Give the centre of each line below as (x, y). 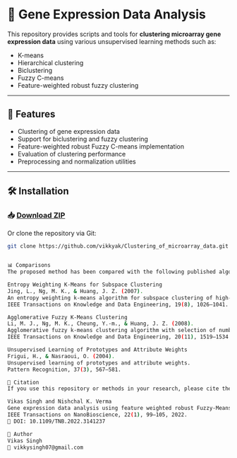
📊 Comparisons (29, 265)
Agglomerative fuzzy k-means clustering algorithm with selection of (112, 331)
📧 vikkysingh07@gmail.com (45, 447)
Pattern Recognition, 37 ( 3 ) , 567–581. (64, 370)
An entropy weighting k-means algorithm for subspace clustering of (110, 298)
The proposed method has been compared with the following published (112, 272)
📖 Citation (23, 382)
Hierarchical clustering (50, 62)
